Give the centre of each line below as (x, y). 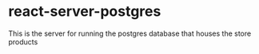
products (23, 41)
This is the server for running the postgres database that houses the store (130, 33)
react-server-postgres (85, 12)
